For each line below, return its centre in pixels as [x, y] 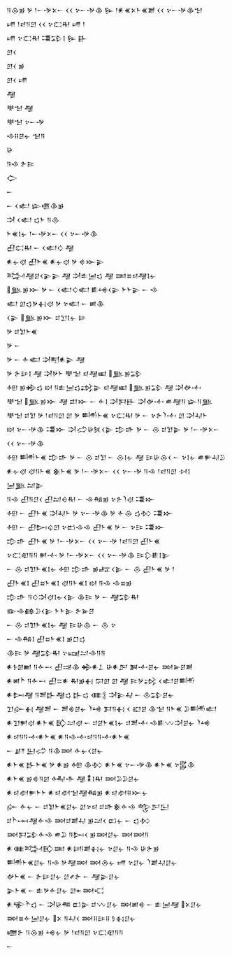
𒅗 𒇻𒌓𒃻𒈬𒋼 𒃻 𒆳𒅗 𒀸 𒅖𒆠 [56, 304]
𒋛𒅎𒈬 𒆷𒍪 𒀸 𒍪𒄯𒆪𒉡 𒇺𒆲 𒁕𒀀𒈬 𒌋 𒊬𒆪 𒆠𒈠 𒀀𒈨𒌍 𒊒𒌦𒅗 [112, 709]
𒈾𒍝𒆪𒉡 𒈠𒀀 [26, 136]
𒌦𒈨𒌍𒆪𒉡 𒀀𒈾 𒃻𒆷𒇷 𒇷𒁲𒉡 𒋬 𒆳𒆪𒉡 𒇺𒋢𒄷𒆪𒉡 [92, 862]
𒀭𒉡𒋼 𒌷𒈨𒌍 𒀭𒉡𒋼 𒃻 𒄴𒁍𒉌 [56, 262]
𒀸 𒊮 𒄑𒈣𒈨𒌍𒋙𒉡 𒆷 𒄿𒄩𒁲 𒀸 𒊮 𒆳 [61, 625]
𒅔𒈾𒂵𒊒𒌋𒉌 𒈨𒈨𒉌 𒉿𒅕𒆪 [51, 611]
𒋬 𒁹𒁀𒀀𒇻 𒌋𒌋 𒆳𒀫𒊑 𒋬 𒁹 [46, 24]
